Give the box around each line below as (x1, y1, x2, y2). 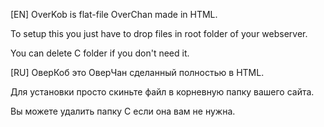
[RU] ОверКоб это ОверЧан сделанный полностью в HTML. (10, 67, 265, 78)
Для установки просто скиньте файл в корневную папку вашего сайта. (10, 86, 315, 98)
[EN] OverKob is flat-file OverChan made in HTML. (10, 9, 218, 20)
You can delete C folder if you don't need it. (10, 47, 190, 59)
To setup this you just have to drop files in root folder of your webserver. (10, 28, 308, 39)
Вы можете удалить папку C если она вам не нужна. (10, 105, 236, 117)
